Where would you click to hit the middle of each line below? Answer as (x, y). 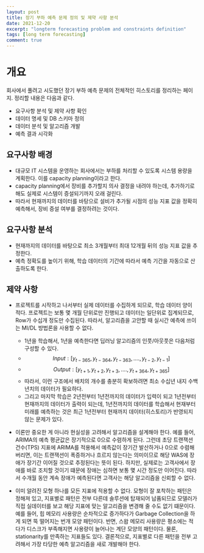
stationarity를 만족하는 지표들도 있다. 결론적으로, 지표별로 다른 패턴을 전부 (103, 536)
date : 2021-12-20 (28, 23)
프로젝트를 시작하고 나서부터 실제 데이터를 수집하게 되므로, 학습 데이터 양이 (104, 305)
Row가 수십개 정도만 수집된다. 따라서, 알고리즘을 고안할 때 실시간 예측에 (100, 320)
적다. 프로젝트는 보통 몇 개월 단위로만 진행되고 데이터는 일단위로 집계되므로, (104, 313)
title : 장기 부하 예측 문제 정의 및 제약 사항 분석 (62, 18)
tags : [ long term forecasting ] (46, 35)
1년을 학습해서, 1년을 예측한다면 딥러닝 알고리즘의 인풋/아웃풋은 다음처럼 (109, 341)
